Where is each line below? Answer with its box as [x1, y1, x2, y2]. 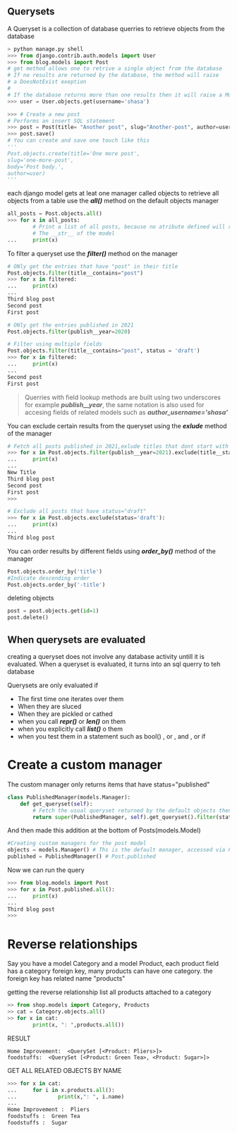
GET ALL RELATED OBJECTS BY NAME [7, 1066, 122, 1074]
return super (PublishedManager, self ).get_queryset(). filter [32, 813, 217, 820]
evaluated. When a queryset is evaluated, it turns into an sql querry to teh [7, 660, 221, 668]
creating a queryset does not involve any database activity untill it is [7, 653, 205, 660]
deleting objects [7, 594, 54, 602]
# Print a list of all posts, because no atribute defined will [32, 224, 226, 231]
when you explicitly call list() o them [17, 725, 123, 733]
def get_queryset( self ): [20, 800, 93, 807]
